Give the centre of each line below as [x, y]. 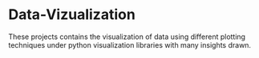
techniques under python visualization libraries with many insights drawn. [129, 44]
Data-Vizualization [72, 15]
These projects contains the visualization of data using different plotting [127, 37]
